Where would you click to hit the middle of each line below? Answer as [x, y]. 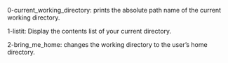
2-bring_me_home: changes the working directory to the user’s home [108, 44]
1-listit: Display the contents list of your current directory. [89, 31]
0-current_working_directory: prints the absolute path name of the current [114, 10]
